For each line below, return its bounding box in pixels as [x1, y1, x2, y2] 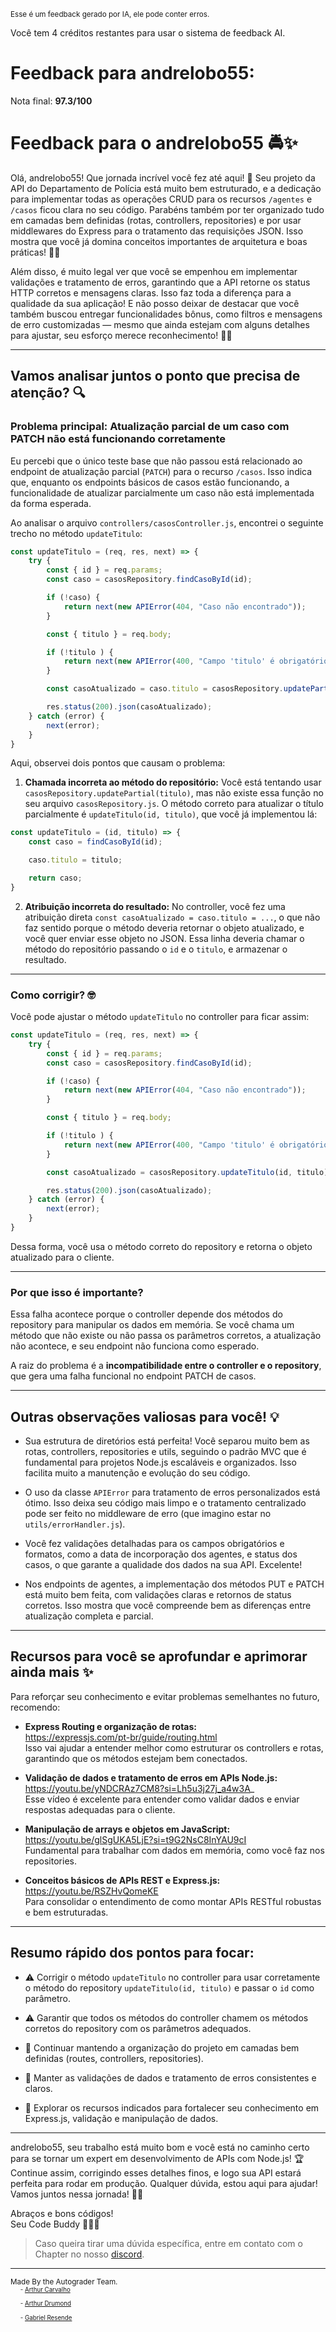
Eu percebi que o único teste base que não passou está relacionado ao [10, 455, 303, 467]
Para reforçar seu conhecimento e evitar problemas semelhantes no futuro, [10, 1690, 320, 1702]
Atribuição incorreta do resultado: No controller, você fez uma [24, 900, 286, 912]
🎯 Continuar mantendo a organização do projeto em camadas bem [24, 2041, 300, 2054]
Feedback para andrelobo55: [10, 62, 255, 85]
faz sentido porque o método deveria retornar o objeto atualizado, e [24, 921, 305, 934]
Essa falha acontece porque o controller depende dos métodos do [10, 1308, 283, 1320]
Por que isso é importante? [10, 1285, 144, 1299]
